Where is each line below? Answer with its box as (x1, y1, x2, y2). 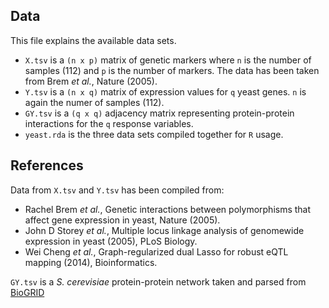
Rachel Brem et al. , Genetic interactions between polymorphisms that (24, 203, 312, 215)
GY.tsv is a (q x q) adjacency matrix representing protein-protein (24, 107, 295, 119)
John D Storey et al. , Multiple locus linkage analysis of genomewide (24, 224, 305, 236)
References (10, 157, 84, 174)
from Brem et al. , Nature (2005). (24, 75, 158, 87)
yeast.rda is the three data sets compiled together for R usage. (24, 128, 284, 140)
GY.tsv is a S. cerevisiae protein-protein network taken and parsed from (10, 275, 307, 288)
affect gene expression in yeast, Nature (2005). (24, 214, 221, 226)
